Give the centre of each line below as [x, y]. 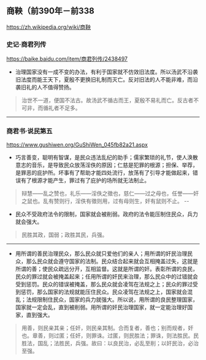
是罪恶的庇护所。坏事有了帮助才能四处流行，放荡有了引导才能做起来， [104, 173]
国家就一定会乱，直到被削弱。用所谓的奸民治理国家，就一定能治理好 [101, 307]
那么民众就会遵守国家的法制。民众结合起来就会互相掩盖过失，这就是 [112, 261]
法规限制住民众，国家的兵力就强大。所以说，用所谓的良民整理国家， [112, 300]
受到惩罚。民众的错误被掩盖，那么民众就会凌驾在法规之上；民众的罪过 [104, 285]
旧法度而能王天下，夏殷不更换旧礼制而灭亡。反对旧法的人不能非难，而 [104, 80]
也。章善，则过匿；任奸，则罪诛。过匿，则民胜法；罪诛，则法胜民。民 [110, 335]
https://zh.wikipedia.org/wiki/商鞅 [49, 27]
